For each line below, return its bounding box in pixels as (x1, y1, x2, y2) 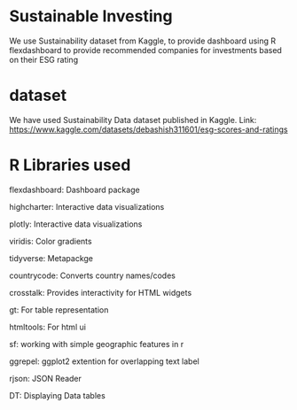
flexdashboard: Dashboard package (9, 184, 140, 195)
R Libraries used (9, 155, 131, 175)
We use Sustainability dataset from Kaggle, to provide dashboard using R (9, 35, 277, 46)
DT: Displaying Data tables (9, 390, 106, 400)
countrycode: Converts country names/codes (9, 270, 176, 281)
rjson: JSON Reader (9, 373, 82, 383)
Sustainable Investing (9, 6, 173, 27)
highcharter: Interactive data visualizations (9, 201, 165, 212)
